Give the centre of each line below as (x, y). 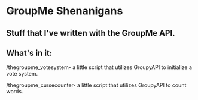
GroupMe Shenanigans (65, 11)
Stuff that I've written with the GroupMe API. (91, 33)
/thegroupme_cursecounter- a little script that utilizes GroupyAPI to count (96, 85)
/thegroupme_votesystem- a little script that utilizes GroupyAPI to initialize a (99, 67)
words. (15, 92)
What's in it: (29, 53)
